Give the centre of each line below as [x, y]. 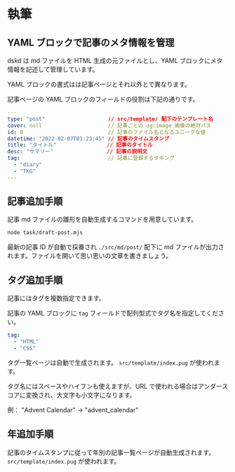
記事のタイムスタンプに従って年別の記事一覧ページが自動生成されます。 [111, 452]
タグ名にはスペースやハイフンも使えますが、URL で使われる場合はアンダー [115, 386]
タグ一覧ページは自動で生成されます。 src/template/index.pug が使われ [111, 363]
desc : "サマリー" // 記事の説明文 [78, 151]
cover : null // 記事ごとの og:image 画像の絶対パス [109, 126]
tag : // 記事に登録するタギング [91, 159]
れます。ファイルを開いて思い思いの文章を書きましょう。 [90, 256]
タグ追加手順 [35, 280]
